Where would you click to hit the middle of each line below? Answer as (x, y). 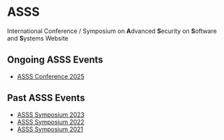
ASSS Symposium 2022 (51, 121)
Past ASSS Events (46, 98)
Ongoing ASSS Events (55, 60)
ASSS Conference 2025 (50, 76)
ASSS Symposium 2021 (50, 129)
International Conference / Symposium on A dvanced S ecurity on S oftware (112, 31)
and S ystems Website (38, 38)
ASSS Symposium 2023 (51, 115)
